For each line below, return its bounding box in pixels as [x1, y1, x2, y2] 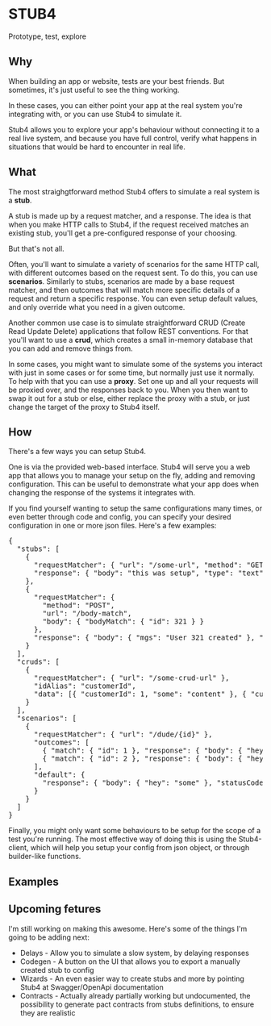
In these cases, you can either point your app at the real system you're [8, 100, 244, 110]
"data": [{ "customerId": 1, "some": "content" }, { [33, 690, 248, 699]
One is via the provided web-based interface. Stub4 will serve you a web [8, 462, 251, 472]
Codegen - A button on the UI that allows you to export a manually [19, 957, 240, 966]
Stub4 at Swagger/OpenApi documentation [19, 982, 164, 992]
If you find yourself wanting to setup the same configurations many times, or [8, 503, 263, 513]
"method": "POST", [42, 601, 115, 610]
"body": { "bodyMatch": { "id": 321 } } [42, 617, 204, 626]
